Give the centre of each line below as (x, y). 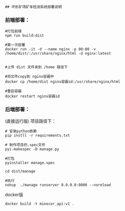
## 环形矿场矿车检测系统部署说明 (33, 7)
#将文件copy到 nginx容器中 (29, 77)
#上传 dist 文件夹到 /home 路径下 (36, 67)
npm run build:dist (25, 35)
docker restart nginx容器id (33, 96)
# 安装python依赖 (21, 131)
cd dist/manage (20, 171)
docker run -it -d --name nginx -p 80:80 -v (50, 49)
